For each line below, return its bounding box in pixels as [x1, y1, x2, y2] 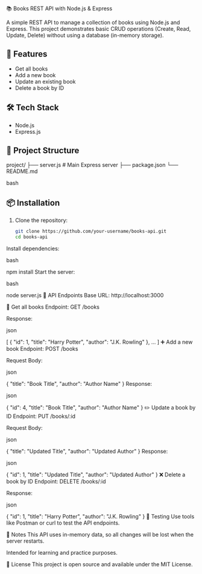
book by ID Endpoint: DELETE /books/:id [6, 478, 107, 485]
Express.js [14, 128, 41, 135]
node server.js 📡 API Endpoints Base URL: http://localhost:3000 [6, 292, 164, 298]
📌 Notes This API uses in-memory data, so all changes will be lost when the [6, 531, 194, 538]
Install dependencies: [6, 245, 60, 252]
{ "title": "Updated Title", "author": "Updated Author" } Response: [6, 448, 168, 455]
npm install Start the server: [6, 268, 75, 276]
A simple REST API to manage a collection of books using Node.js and [6, 19, 180, 26]
